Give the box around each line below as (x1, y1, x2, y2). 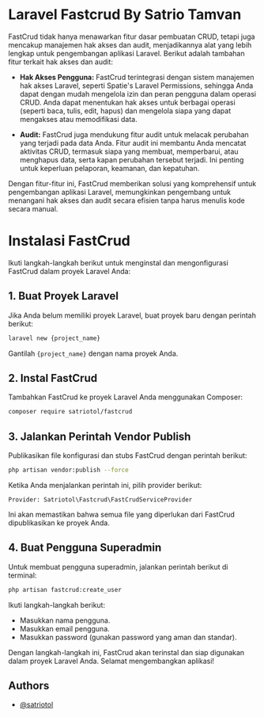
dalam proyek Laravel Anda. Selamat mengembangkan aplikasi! (8, 656, 215, 666)
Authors (8, 679, 50, 692)
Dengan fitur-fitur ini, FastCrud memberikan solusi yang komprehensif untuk (8, 178, 257, 188)
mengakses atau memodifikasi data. (19, 114, 138, 124)
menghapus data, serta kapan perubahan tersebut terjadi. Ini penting (19, 154, 244, 164)
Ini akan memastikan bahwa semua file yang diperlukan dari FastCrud (8, 509, 236, 519)
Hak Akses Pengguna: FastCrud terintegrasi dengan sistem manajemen (19, 72, 255, 82)
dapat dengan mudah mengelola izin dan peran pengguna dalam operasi (19, 89, 257, 98)
